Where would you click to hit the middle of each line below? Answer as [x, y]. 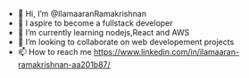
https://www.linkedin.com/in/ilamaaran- [166, 52]
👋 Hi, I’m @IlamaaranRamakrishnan [82, 14]
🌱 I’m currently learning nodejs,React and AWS [104, 32]
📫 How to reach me [54, 52]
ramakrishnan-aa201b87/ [64, 65]
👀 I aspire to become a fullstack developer [95, 23]
